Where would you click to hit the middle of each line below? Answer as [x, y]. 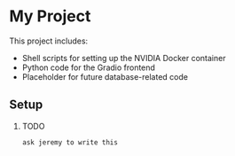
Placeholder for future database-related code [105, 76]
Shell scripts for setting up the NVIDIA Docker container [124, 58]
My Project [50, 16]
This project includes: [49, 41]
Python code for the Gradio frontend [88, 67]
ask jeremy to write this [70, 142]
